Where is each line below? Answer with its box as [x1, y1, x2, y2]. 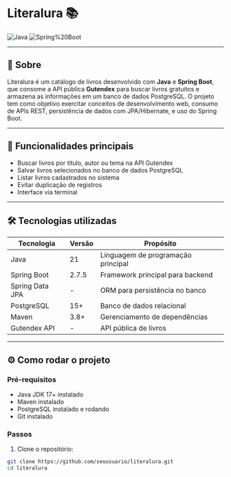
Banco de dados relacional [100, 301, 186, 311]
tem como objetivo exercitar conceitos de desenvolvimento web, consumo [7, 99, 219, 107]
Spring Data [10, 281, 49, 291]
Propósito [144, 238, 177, 248]
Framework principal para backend [100, 270, 213, 280]
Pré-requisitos [7, 375, 56, 384]
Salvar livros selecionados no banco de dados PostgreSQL [16, 166, 184, 174]
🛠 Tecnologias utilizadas [7, 214, 117, 227]
